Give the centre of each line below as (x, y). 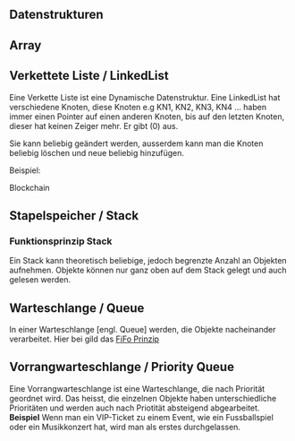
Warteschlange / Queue (77, 308)
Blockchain (30, 187)
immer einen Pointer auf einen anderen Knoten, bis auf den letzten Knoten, (147, 117)
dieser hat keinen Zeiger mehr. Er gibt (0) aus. (94, 125)
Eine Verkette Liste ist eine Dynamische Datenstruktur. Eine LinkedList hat (145, 97)
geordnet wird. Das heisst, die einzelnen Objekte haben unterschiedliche (143, 398)
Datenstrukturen (57, 15)
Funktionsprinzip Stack (61, 241)
